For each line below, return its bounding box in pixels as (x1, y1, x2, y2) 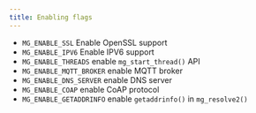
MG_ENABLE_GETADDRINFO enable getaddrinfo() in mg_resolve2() (21, 94, 249, 104)
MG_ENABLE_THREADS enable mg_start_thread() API (21, 56, 200, 66)
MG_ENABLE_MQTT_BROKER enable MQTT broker (21, 65, 184, 76)
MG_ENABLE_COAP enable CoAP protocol (21, 84, 160, 94)
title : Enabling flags (9, 12, 93, 22)
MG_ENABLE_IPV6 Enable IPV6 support (21, 46, 154, 57)
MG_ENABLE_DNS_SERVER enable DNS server (21, 74, 172, 85)
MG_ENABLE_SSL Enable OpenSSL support (21, 37, 168, 48)
